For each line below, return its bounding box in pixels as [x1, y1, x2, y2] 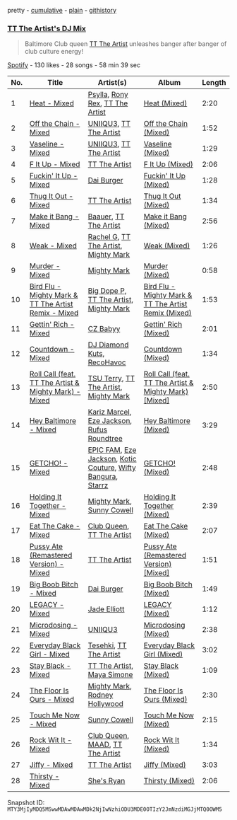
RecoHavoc [87, 357, 126, 367]
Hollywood [87, 699, 123, 709]
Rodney [87, 690, 114, 700]
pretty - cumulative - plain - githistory [7, 6, 117, 14]
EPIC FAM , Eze [87, 445, 137, 455]
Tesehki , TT [87, 640, 127, 650]
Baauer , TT [87, 212, 125, 221]
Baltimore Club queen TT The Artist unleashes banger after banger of [24, 40, 227, 48]
